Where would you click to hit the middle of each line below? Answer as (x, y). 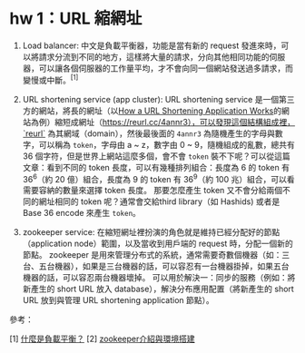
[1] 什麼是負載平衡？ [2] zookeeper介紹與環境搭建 (102, 339)
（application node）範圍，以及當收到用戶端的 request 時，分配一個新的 (157, 244)
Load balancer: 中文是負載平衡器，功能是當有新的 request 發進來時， (152, 45)
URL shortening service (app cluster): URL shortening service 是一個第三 (158, 99)
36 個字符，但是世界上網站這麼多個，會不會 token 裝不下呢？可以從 (148, 156)
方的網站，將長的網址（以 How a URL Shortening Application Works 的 (152, 111)
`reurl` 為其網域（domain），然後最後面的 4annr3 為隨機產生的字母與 (148, 133)
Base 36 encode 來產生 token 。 (81, 213)
